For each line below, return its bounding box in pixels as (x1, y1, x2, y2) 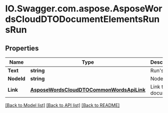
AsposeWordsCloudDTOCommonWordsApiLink (30, 87, 146, 93)
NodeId (7, 75, 26, 82)
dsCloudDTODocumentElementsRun (5, 13, 160, 25)
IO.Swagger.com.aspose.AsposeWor (5, 3, 162, 14)
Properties (5, 44, 39, 52)
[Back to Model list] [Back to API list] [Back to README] (5, 103, 120, 108)
